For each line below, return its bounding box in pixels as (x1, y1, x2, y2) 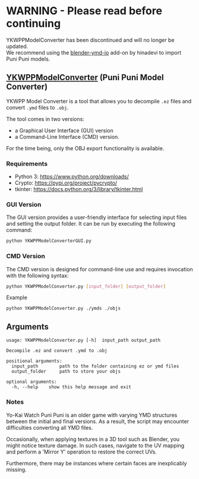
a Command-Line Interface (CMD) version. (14, 133, 120, 140)
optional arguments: (6, 379, 58, 385)
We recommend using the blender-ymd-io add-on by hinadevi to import (6, 49, 182, 56)
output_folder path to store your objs (11, 369, 121, 375)
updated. (6, 43, 29, 50)
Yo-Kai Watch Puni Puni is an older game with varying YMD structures (6, 411, 178, 418)
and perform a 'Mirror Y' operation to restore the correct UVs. (6, 448, 157, 455)
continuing (6, 17, 61, 30)
